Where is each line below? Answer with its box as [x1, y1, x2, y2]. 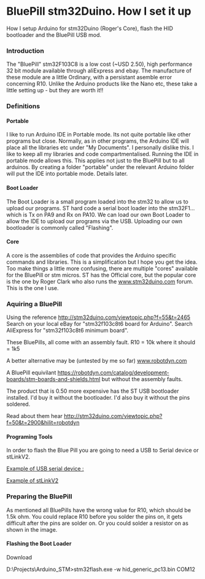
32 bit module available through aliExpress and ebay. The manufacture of [6, 67, 192, 74]
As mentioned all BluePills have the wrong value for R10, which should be [6, 506, 191, 514]
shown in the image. [6, 526, 58, 533]
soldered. [6, 401, 31, 408]
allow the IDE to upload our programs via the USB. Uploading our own [6, 217, 183, 225]
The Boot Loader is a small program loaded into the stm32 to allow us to [6, 198, 188, 205]
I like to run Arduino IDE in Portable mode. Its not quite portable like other [6, 131, 191, 138]
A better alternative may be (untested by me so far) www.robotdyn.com [6, 357, 187, 364]
